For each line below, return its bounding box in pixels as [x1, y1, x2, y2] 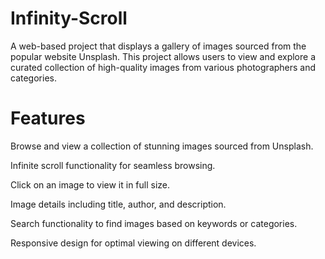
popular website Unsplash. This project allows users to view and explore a [10, 50, 317, 62]
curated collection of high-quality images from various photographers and [10, 61, 317, 73]
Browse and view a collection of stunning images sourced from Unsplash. [10, 140, 314, 152]
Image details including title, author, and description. [10, 198, 227, 210]
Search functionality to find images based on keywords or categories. [10, 217, 298, 229]
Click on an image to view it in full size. [10, 178, 171, 191]
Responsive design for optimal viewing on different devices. [10, 237, 257, 249]
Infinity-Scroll [10, 7, 128, 30]
